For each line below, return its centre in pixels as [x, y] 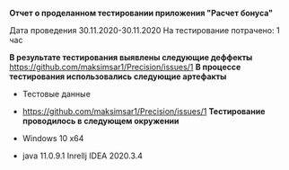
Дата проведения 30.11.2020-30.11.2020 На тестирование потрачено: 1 [144, 30]
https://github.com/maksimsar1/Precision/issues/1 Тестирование [144, 111]
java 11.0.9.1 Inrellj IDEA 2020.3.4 [83, 156]
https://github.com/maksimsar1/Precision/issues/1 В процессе [125, 67]
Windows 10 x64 [53, 138]
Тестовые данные [57, 94]
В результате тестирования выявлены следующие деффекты [131, 57]
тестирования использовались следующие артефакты [118, 76]
